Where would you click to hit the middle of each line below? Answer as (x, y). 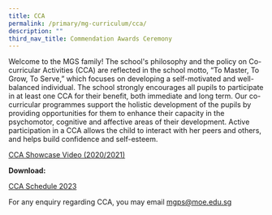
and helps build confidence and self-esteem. (83, 140)
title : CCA (27, 16)
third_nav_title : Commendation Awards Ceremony (91, 39)
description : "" (36, 31)
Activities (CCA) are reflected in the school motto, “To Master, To (151, 71)
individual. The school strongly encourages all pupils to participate (152, 88)
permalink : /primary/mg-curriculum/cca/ (78, 24)
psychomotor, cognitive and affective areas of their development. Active (129, 122)
